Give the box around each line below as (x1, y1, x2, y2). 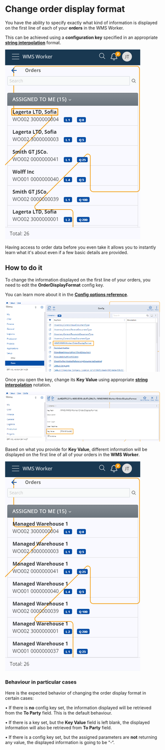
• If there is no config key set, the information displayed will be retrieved (5, 704, 152, 711)
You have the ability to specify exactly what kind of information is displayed (5, 20, 158, 26)
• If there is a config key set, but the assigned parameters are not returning (5, 734, 157, 740)
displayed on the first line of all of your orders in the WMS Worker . (5, 452, 140, 458)
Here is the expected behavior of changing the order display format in (5, 690, 146, 696)
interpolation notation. (5, 382, 51, 388)
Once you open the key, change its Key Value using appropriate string (5, 377, 148, 383)
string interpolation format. (5, 39, 61, 45)
